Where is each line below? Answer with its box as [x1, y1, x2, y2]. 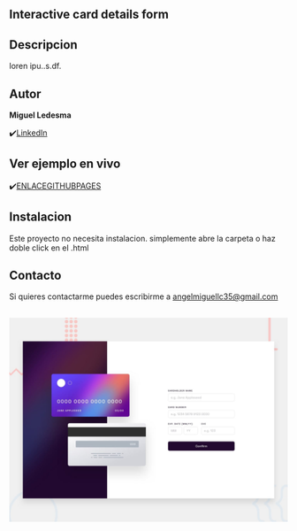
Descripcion [9, 37, 78, 52]
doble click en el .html [9, 242, 89, 253]
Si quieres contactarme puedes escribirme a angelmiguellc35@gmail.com [9, 291, 278, 302]
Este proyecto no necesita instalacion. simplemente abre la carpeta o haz [9, 233, 276, 243]
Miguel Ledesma [9, 110, 72, 120]
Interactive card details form [9, 7, 170, 22]
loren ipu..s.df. [9, 61, 62, 72]
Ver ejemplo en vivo [9, 157, 121, 172]
